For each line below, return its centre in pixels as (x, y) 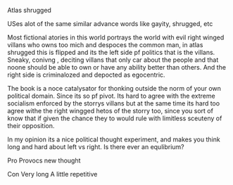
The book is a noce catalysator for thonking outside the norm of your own (114, 88)
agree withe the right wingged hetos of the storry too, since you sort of (110, 111)
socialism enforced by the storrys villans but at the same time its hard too (114, 103)
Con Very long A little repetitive (52, 174)
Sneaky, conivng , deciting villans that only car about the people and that (113, 60)
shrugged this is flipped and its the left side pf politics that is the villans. (111, 52)
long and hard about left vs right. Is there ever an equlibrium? (96, 147)
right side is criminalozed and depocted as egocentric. (86, 75)
